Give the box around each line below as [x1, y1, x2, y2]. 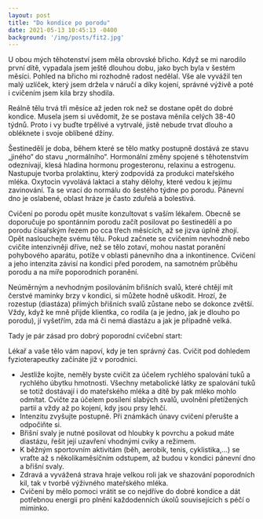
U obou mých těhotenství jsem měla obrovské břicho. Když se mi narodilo [8, 55, 247, 64]
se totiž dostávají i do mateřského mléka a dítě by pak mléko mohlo [19, 386, 237, 397]
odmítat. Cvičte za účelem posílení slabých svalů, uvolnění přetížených [19, 395, 249, 404]
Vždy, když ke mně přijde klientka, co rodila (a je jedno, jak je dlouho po [8, 308, 240, 317]
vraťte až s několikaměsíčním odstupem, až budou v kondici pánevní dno [19, 453, 256, 463]
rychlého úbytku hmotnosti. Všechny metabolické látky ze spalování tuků [19, 378, 256, 388]
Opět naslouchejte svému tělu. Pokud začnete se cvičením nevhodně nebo [8, 234, 250, 243]
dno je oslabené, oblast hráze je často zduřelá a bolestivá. [8, 194, 196, 203]
